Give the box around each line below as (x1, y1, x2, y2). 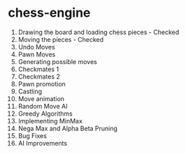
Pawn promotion (17, 79, 66, 88)
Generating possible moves (17, 57, 97, 66)
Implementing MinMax (17, 116, 83, 125)
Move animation (17, 94, 65, 102)
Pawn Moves (17, 50, 56, 59)
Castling (17, 87, 43, 95)
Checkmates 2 (17, 72, 60, 81)
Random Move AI (17, 102, 68, 110)
